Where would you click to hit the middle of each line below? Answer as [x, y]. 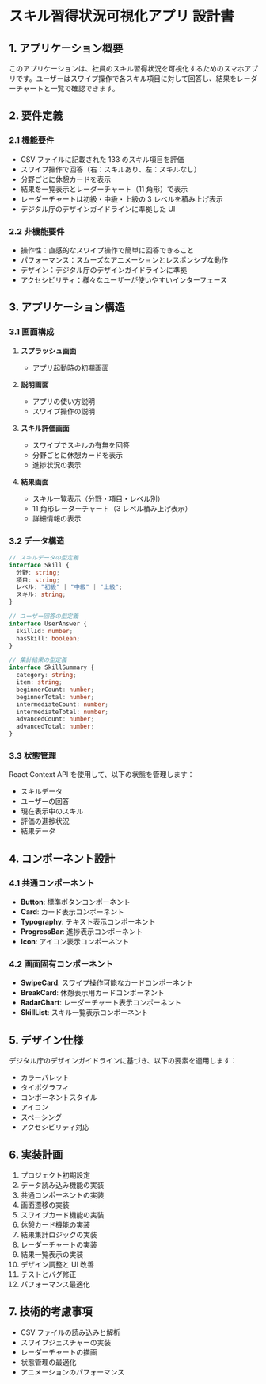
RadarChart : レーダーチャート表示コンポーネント [101, 1003]
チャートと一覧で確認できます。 [67, 88]
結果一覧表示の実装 [52, 1254]
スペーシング [41, 1117]
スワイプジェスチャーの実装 [66, 1342]
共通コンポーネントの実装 [62, 1195]
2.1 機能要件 [32, 140]
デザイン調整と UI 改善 [57, 1264]
